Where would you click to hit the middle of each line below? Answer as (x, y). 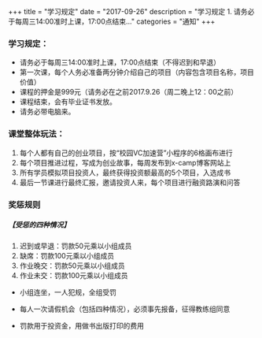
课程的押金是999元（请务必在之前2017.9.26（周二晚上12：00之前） (129, 92)
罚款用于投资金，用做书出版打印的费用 (81, 326)
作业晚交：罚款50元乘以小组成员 (72, 266)
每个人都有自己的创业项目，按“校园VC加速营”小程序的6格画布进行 (126, 153)
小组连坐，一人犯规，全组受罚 (68, 292)
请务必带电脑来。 (47, 112)
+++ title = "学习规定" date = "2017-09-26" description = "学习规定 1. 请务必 (131, 11)
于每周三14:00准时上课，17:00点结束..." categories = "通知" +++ (112, 21)
